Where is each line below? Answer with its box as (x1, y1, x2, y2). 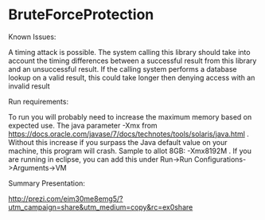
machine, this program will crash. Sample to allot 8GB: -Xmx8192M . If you (8, 146, 252, 155)
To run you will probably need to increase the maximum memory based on (8, 112, 252, 121)
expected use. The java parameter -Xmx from (8, 120, 158, 130)
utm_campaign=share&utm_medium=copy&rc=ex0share (8, 202, 193, 212)
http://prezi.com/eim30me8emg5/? (8, 194, 123, 203)
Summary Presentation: (8, 178, 86, 188)
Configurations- (193, 154, 247, 164)
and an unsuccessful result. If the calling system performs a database (8, 64, 237, 73)
